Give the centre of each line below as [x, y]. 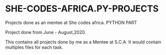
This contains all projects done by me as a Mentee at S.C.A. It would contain [83, 42]
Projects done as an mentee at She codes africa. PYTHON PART [71, 22]
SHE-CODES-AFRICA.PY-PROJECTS [82, 9]
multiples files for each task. [34, 47]
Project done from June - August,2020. [46, 32]
